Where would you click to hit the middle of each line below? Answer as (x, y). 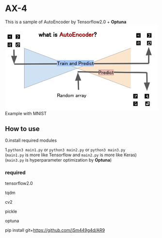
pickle (11, 211)
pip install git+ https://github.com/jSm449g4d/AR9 (55, 230)
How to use (22, 129)
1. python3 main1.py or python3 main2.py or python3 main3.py (65, 150)
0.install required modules (31, 140)
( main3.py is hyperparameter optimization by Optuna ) (58, 160)
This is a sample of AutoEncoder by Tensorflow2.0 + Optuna (66, 22)
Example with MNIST (26, 114)
